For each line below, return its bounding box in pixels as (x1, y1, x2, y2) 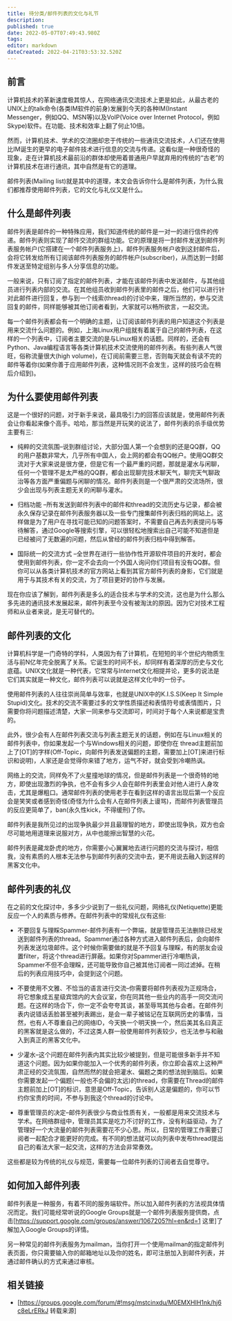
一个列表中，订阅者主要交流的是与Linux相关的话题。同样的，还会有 (19, 334, 211, 343)
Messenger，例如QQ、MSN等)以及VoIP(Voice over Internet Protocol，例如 (7, 113, 220, 121)
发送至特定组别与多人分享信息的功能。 (12, 262, 122, 270)
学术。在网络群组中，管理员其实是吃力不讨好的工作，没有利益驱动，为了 (17, 1116, 223, 1125)
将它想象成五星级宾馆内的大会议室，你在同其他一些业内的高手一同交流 (17, 992, 217, 1000)
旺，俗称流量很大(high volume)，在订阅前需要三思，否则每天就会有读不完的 (7, 352, 222, 360)
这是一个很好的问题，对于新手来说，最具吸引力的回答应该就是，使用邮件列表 (7, 410, 225, 419)
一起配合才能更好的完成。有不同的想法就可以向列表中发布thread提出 (29, 1134, 224, 1142)
